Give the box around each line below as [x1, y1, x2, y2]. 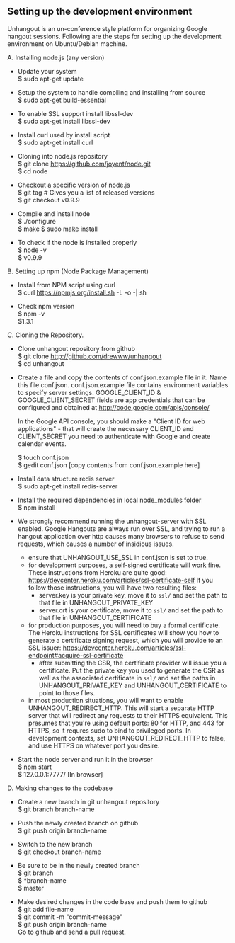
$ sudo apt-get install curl [17, 138, 93, 147]
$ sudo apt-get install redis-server [17, 481, 118, 491]
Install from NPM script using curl [17, 280, 115, 289]
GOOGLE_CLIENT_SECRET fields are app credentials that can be [17, 396, 205, 404]
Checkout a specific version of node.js [17, 181, 130, 189]
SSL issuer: [28, 644, 62, 652]
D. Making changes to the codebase [7, 784, 113, 792]
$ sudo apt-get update [17, 74, 84, 83]
